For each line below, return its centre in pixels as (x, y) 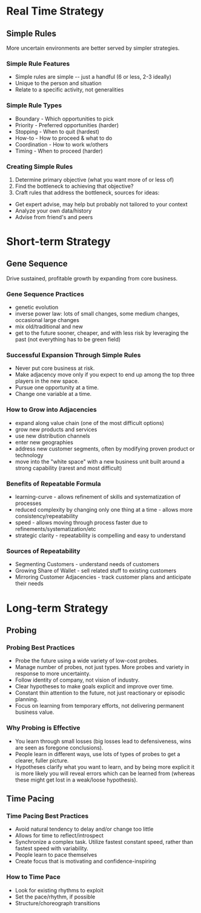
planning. (27, 699)
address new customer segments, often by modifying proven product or (105, 449)
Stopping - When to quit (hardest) (57, 131)
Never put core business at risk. (55, 368)
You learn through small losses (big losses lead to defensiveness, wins (103, 741)
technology (29, 455)
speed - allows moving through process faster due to (81, 522)
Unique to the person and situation (58, 84)
